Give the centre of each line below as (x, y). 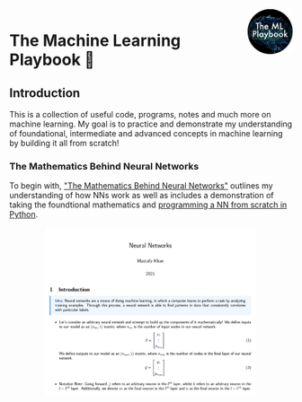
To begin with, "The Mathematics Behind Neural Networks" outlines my (141, 186)
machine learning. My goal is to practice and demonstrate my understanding (151, 124)
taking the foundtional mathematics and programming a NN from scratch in (148, 205)
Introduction (45, 93)
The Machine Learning (95, 41)
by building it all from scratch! (64, 143)
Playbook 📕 (52, 60)
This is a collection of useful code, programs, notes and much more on (140, 114)
